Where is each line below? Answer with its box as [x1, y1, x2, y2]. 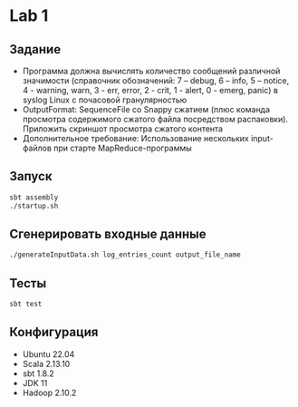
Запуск [9, 169, 53, 184]
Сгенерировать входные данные [9, 226, 207, 241]
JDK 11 [22, 377, 48, 388]
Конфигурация [9, 325, 99, 340]
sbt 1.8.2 [22, 368, 54, 379]
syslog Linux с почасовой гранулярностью [22, 94, 187, 105]
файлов [22, 142, 53, 153]
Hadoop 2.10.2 [22, 387, 77, 398]
